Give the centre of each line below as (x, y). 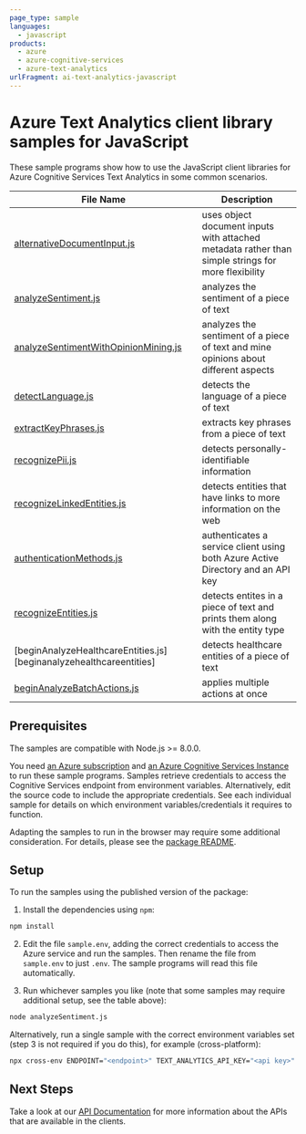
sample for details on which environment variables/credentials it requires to (151, 805)
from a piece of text (244, 433)
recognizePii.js (46, 460)
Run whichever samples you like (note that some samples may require (154, 991)
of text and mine (236, 347)
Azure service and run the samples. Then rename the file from (139, 953)
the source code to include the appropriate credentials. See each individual (150, 795)
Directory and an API (246, 569)
